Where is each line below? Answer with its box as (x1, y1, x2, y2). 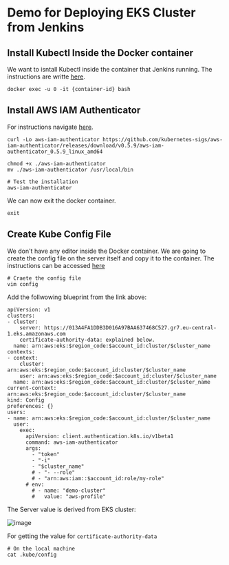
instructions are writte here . (7, 72, 86, 81)
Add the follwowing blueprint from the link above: (7, 293, 146, 301)
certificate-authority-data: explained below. (19, 336, 155, 343)
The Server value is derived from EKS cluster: (7, 505, 136, 513)
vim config (7, 280, 39, 287)
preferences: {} (7, 402, 54, 409)
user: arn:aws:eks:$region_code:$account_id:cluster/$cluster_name (19, 372, 217, 380)
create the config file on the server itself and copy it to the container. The (7, 254, 215, 263)
